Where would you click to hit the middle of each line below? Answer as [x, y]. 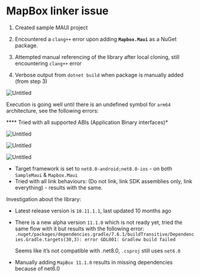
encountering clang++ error [48, 63]
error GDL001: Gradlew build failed [130, 239]
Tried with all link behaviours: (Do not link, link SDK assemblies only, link [104, 181]
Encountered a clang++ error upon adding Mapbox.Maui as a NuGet [96, 39]
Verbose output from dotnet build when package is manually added [99, 75]
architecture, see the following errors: [53, 110]
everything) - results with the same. [59, 187]
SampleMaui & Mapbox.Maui [46, 175]
